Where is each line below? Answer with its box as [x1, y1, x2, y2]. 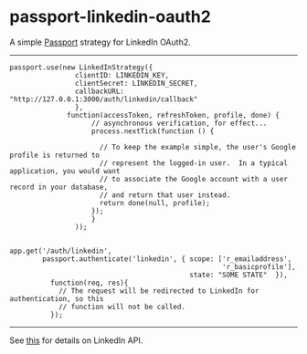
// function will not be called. [58, 302, 185, 311]
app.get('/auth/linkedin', [9, 246, 112, 255]
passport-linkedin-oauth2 [9, 6, 212, 27]
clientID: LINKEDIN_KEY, [74, 70, 170, 79]
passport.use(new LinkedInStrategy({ [9, 62, 153, 72]
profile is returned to [9, 151, 101, 160]
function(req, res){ [49, 278, 129, 287]
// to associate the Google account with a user [99, 174, 288, 183]
